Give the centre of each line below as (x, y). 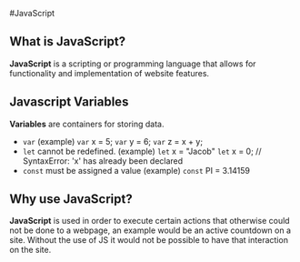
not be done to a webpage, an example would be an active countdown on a (150, 230)
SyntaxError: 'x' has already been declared (103, 161)
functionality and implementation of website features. (110, 73)
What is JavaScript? (67, 41)
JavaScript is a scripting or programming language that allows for (133, 64)
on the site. (30, 250)
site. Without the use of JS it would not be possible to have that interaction (149, 240)
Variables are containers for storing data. (87, 124)
